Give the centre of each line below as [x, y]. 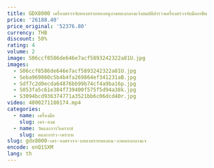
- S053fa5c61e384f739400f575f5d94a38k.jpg [75, 90]
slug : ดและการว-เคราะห [47, 134]
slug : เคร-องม [37, 122]
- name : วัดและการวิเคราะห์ [43, 128]
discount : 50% [27, 39]
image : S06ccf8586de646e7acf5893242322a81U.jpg [76, 58]
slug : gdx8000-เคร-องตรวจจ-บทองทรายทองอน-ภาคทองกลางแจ [77, 141]
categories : [24, 109]
